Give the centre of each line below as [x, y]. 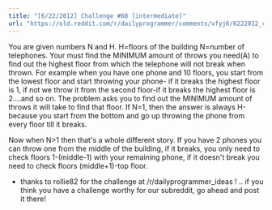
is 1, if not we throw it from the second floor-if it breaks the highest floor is [132, 89]
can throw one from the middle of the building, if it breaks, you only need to [134, 148]
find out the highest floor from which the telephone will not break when [127, 64]
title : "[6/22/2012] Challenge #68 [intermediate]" [97, 16]
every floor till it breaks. [48, 124]
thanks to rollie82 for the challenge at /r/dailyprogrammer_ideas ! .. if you [142, 181]
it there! [33, 199]
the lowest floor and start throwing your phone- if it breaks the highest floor [134, 81]
